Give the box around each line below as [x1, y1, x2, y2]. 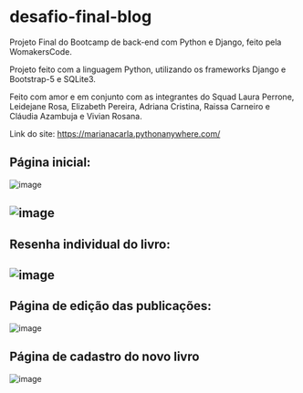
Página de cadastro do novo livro [9, 349, 200, 365]
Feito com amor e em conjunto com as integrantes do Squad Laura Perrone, [9, 91, 295, 102]
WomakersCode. [9, 46, 73, 57]
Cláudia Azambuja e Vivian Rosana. [9, 110, 143, 121]
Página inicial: [9, 155, 91, 171]
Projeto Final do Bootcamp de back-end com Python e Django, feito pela [9, 36, 282, 47]
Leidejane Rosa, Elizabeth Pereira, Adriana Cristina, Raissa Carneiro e [9, 100, 271, 111]
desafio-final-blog [9, 6, 152, 27]
